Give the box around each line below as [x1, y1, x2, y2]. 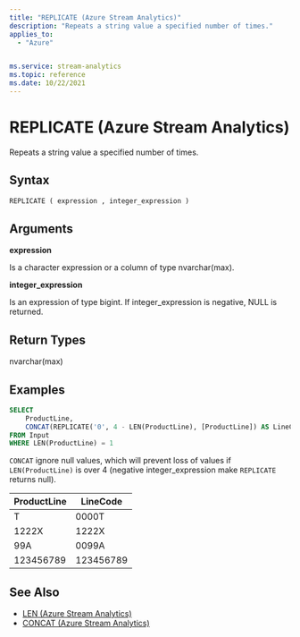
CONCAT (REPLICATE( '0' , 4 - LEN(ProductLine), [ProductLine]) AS [25, 422, 270, 431]
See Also [9, 584, 60, 599]
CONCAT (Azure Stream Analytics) [21, 618, 150, 629]
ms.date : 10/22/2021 [9, 79, 87, 88]
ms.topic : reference [9, 71, 87, 80]
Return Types [9, 332, 87, 347]
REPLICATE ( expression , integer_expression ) [9, 196, 190, 206]
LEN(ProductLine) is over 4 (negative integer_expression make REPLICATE [9, 464, 277, 475]
